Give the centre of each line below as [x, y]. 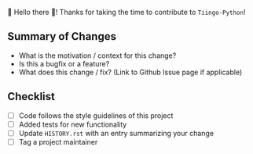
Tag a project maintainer [58, 141]
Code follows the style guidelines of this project [96, 115]
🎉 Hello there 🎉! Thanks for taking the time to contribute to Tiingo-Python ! [126, 12]
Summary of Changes [62, 36]
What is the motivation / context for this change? [97, 56]
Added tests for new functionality [73, 124]
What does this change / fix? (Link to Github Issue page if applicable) [130, 72]
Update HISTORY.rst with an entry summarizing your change [116, 133]
